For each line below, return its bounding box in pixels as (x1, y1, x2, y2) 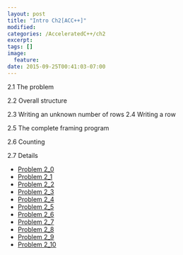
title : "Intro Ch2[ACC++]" (7, 17, 87, 24)
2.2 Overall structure (7, 96, 67, 105)
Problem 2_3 (17, 187, 54, 195)
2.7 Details (7, 151, 39, 159)
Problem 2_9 (17, 232, 54, 241)
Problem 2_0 (17, 164, 54, 174)
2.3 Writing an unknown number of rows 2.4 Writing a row (7, 110, 177, 118)
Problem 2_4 (17, 195, 54, 203)
